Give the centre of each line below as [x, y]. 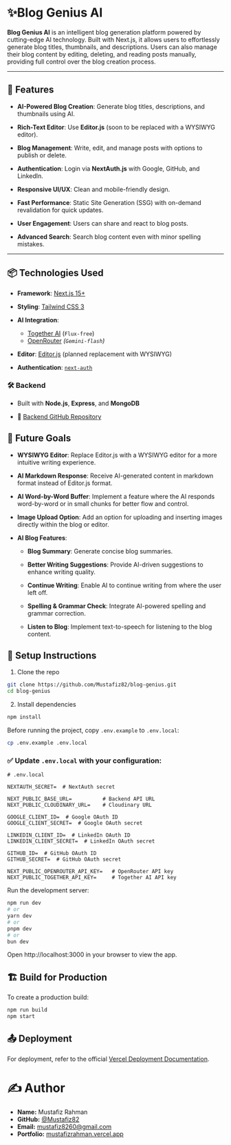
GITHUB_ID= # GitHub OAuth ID [52, 854]
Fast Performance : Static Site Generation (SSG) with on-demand [109, 202]
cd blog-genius [29, 692]
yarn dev [20, 916]
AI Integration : [38, 320]
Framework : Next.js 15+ [51, 293]
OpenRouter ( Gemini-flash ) [66, 340]
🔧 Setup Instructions [52, 656]
